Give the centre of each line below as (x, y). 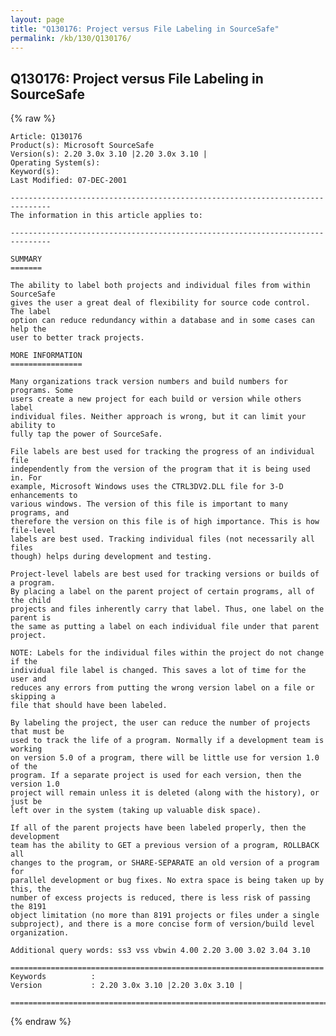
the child (31, 601)
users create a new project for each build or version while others (156, 399)
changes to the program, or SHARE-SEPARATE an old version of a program (165, 863)
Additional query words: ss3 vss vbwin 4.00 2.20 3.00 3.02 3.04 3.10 (160, 951)
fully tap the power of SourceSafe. (86, 434)
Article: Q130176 (46, 137)
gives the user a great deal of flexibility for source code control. (160, 303)
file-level (33, 531)
